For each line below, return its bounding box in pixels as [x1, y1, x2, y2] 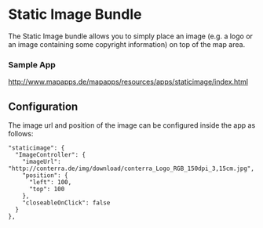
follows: [8, 129, 34, 139]
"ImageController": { [15, 151, 86, 159]
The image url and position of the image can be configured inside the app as [8, 121, 256, 130]
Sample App [8, 59, 57, 70]
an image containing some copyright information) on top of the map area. [8, 39, 246, 49]
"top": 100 [28, 186, 65, 194]
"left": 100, [28, 179, 72, 186]
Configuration [8, 100, 79, 113]
